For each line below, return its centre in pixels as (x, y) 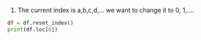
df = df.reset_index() (40, 23)
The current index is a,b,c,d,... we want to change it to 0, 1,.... (106, 10)
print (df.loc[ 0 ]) (33, 29)
